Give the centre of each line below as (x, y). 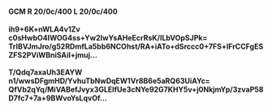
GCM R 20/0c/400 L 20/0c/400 (63, 11)
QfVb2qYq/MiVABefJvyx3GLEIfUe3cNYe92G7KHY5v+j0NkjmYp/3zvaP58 (136, 90)
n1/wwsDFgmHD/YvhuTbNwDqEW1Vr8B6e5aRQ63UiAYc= (110, 81)
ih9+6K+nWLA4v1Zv (45, 29)
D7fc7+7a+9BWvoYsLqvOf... (58, 98)
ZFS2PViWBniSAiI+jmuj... (53, 55)
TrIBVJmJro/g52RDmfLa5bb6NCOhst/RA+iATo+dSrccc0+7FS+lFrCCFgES (136, 47)
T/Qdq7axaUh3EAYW (45, 72)
